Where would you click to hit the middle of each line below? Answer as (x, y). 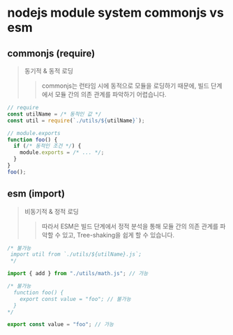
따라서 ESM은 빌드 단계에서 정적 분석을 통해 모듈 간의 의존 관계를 (130, 226)
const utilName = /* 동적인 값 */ (54, 114)
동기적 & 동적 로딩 (48, 71)
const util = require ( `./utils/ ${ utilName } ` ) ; (76, 120)
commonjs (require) (51, 53)
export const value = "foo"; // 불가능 (75, 299)
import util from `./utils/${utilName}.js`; (76, 255)
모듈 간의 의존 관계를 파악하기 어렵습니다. (111, 94)
